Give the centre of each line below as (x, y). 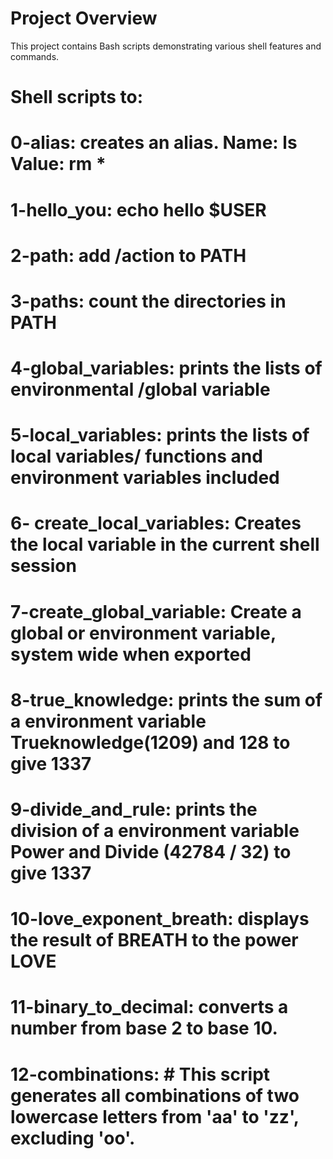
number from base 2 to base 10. (144, 1028)
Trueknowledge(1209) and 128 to (150, 742)
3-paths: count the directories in (148, 301)
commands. (35, 56)
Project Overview (84, 18)
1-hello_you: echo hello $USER (138, 209)
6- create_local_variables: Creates (156, 523)
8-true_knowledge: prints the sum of (166, 699)
